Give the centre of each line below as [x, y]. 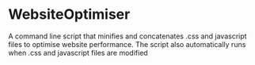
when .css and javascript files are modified [78, 52]
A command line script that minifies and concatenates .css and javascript [127, 36]
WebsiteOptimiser [69, 14]
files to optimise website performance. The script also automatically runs [127, 44]
